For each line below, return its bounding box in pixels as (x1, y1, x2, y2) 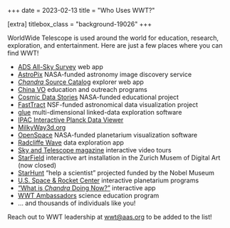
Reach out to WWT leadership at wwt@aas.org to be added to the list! (7, 213, 212, 221)
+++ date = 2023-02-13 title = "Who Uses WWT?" (7, 6, 155, 14)
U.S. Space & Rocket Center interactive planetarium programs (17, 176, 199, 185)
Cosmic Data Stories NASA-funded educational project (17, 93, 179, 101)
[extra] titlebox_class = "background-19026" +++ (7, 20, 152, 28)
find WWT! (7, 49, 39, 57)
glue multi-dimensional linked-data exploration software (17, 108, 182, 116)
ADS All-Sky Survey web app (17, 63, 103, 71)
